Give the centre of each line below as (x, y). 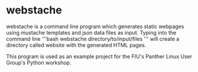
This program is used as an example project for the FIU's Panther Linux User (99, 56)
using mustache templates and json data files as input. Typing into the (91, 32)
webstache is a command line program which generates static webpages (95, 26)
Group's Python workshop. (39, 63)
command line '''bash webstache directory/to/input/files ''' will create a (93, 39)
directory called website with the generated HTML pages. (76, 45)
